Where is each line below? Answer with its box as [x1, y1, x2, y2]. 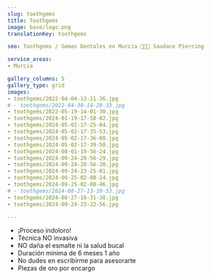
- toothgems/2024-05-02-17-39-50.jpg [7, 141, 119, 148]
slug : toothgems [7, 10, 55, 18]
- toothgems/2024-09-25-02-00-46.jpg [7, 181, 119, 188]
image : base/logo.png [7, 23, 72, 31]
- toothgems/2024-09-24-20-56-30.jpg [7, 161, 119, 168]
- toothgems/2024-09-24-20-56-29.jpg [7, 154, 119, 162]
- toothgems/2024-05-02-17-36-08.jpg [7, 134, 119, 142]
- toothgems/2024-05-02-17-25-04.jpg [7, 121, 119, 128]
